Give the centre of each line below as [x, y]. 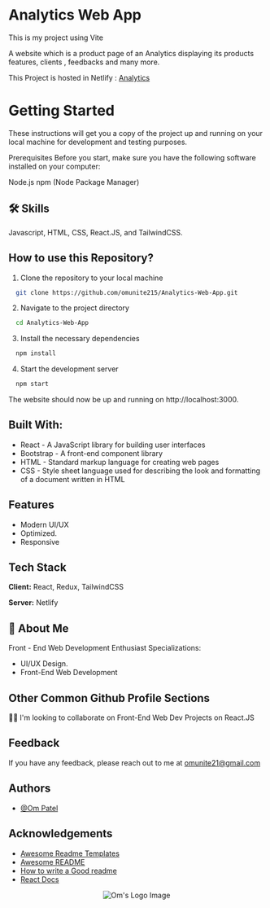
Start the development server [70, 369]
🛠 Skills [29, 209]
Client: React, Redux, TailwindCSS [66, 587]
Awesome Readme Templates [70, 853]
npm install [36, 353]
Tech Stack [37, 568]
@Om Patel [39, 808]
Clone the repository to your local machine [91, 278]
